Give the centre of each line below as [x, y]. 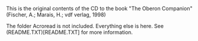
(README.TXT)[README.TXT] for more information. [70, 32]
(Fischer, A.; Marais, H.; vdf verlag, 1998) [56, 15]
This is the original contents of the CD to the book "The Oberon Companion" [99, 8]
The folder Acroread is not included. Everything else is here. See [85, 26]
